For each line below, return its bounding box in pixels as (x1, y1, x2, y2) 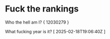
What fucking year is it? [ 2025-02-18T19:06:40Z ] (5, 28, 106, 34)
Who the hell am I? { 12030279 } (5, 19, 69, 25)
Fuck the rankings (5, 3, 79, 14)
